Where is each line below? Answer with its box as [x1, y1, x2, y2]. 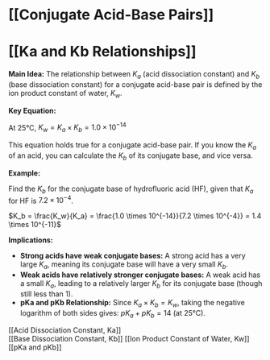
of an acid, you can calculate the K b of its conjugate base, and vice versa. [8, 151, 254, 162]
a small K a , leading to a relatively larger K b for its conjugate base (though [19, 279, 263, 290]
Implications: [8, 235, 54, 245]
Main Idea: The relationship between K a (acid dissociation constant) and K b [8, 69, 260, 81]
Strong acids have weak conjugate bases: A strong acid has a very [19, 251, 246, 261]
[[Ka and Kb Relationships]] [8, 43, 197, 61]
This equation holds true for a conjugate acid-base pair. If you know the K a [8, 140, 256, 151]
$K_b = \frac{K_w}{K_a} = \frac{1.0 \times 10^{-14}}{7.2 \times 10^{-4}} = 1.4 [8, 211, 262, 221]
